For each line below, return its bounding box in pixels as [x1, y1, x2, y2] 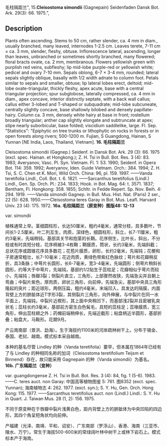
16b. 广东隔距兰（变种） [5, 362, 55, 368]
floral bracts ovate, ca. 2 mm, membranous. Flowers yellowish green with [5, 59, 155, 65]
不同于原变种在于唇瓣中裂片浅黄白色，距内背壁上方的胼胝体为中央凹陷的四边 [5, 406, 162, 412]
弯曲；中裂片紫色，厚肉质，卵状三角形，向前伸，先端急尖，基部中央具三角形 [5, 279, 162, 285]
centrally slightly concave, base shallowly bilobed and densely [5, 106, 133, 112]
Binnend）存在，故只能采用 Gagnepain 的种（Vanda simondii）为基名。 [5, 356, 153, 362]
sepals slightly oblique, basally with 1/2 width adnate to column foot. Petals [5, 74, 159, 81]
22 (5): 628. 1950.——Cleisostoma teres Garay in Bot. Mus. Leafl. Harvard [5, 197, 157, 203]
